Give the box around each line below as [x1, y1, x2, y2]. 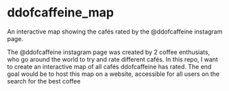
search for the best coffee [7, 77, 81, 85]
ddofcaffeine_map [7, 5, 114, 21]
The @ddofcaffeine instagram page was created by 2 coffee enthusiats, [7, 48, 210, 56]
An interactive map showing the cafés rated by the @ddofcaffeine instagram [7, 27, 223, 36]
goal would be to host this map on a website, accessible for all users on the [7, 70, 220, 78]
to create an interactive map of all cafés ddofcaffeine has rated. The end [7, 62, 212, 70]
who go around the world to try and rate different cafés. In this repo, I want [7, 55, 218, 63]
